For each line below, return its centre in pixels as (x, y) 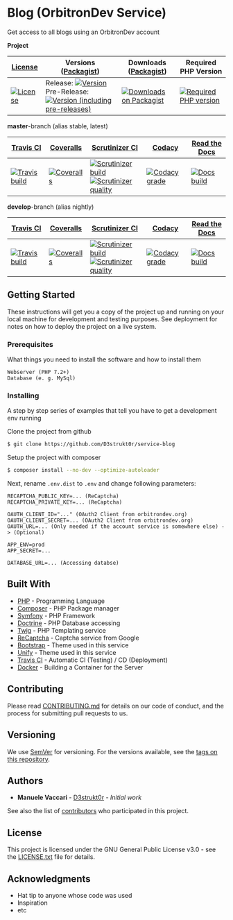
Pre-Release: (67, 92)
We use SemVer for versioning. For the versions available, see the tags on (112, 751)
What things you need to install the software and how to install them (104, 359)
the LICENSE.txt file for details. (51, 857)
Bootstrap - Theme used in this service (73, 645)
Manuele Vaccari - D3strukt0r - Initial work (79, 798)
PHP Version (201, 71)
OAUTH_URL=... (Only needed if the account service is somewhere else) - (116, 527)
